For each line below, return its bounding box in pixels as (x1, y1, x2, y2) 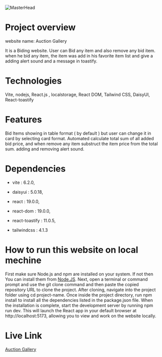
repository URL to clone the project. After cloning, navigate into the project (5, 287, 156, 293)
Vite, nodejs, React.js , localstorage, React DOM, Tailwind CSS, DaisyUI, (5, 91, 150, 97)
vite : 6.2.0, (12, 179, 35, 185)
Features (5, 114, 42, 125)
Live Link (5, 330, 43, 341)
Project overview (5, 22, 76, 33)
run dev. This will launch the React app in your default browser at (5, 307, 136, 313)
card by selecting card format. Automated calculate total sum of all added (5, 135, 154, 141)
